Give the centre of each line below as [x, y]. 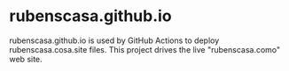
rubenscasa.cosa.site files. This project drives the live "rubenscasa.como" [145, 49]
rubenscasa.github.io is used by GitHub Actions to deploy [114, 40]
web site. [26, 59]
